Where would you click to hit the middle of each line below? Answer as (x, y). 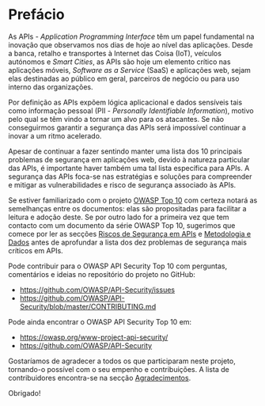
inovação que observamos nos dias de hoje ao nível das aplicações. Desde (131, 44)
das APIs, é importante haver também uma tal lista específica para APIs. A (129, 168)
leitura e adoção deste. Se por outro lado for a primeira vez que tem (119, 217)
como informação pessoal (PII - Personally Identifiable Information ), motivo (131, 110)
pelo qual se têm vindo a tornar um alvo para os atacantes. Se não (116, 119)
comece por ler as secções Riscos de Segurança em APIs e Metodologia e (130, 233)
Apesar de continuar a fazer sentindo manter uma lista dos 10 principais (125, 151)
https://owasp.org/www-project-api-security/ (94, 337)
